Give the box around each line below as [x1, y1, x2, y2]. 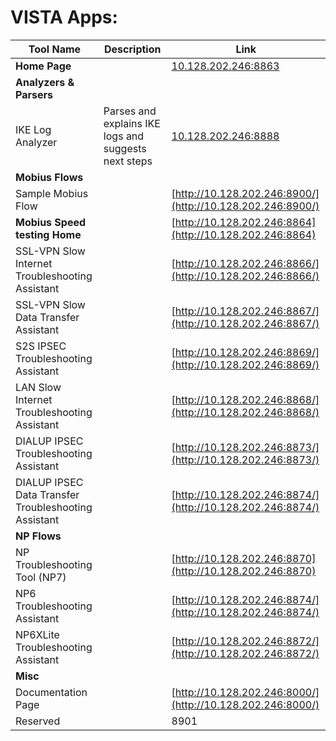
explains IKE [103, 116, 161, 130]
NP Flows [15, 529, 62, 543]
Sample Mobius [15, 186, 89, 200]
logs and [103, 129, 145, 143]
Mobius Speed [15, 215, 87, 229]
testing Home [15, 227, 82, 241]
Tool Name [28, 42, 82, 56]
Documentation [15, 685, 88, 699]
